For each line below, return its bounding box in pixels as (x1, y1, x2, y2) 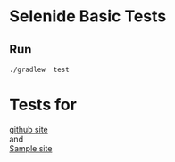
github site (9, 124, 49, 134)
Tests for (9, 95, 78, 115)
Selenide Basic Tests (9, 6, 167, 27)
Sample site (9, 142, 53, 153)
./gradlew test (9, 65, 70, 74)
